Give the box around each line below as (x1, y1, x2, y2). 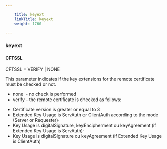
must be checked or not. (5, 81, 57, 87)
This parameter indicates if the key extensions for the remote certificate (5, 76, 155, 82)
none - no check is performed (12, 91, 77, 97)
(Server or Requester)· (12, 117, 60, 123)
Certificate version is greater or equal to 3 (12, 106, 100, 112)
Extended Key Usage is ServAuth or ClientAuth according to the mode (12, 112, 158, 118)
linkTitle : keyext (14, 16, 53, 22)
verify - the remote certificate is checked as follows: (12, 96, 122, 103)
